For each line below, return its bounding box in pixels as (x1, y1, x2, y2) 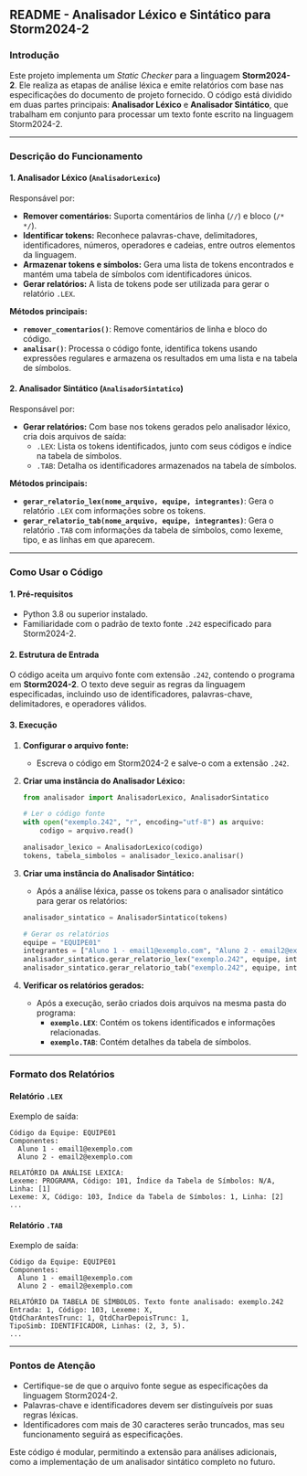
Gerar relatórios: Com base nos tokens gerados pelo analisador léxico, (22, 421, 291, 432)
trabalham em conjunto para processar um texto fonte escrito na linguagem (9, 109, 294, 120)
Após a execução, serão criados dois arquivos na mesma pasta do (36, 998, 287, 1009)
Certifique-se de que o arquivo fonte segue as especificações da (22, 1380, 269, 1391)
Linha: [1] (9, 1184, 51, 1194)
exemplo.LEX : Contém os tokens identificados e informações (49, 1017, 276, 1028)
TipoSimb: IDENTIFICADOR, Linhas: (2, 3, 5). (9, 1322, 185, 1331)
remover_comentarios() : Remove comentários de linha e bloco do (22, 324, 268, 334)
